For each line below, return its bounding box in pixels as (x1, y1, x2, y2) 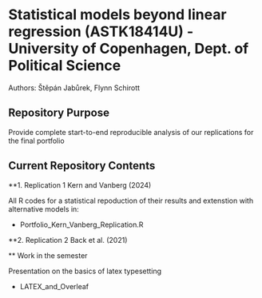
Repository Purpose (8, 106, 110, 120)
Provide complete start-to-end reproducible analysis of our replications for (8, 127, 254, 137)
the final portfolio (8, 136, 65, 145)
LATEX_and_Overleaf (19, 281, 89, 291)
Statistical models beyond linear (8, 6, 227, 24)
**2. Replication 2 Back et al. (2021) (8, 235, 128, 244)
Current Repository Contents (8, 159, 156, 173)
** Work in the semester (8, 250, 88, 260)
